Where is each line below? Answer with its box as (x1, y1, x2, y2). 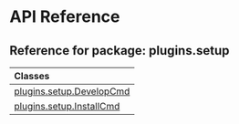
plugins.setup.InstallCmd (14, 100, 120, 112)
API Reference (9, 6, 120, 27)
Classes (14, 70, 50, 82)
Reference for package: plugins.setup (9, 43, 230, 58)
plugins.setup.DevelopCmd (14, 85, 130, 98)
